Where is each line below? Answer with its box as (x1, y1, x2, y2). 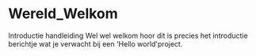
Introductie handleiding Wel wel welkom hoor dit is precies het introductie (8, 31, 248, 40)
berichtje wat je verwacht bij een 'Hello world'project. (8, 39, 183, 48)
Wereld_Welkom (8, 5, 119, 23)
